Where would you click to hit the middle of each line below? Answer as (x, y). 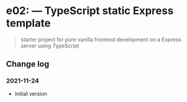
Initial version (31, 93)
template (29, 23)
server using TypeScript (50, 46)
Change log (28, 64)
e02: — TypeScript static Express (90, 11)
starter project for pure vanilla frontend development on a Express (101, 39)
